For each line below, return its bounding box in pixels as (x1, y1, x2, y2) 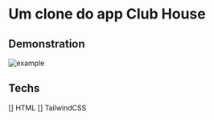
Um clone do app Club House (8, 5, 207, 23)
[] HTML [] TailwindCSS (8, 102, 87, 113)
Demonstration (8, 37, 86, 51)
